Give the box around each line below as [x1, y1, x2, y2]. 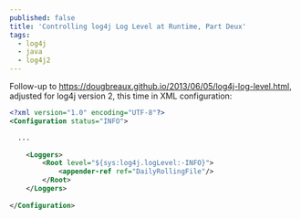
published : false [9, 13, 76, 23]
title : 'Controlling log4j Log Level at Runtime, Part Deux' [9, 22, 247, 31]
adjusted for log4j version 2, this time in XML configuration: [9, 90, 233, 101]
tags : [9, 30, 30, 39]
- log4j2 [17, 56, 51, 65]
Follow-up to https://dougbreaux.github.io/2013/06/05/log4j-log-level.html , [9, 81, 292, 91]
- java [17, 47, 43, 57]
